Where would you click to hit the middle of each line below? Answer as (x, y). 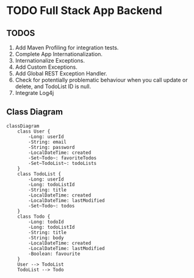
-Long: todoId (46, 222)
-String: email (48, 142)
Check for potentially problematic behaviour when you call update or (101, 80)
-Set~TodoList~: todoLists (63, 163)
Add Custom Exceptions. (46, 67)
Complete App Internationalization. (59, 54)
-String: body (46, 238)
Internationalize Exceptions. (50, 61)
